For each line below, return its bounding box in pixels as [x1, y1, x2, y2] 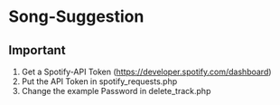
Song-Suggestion [8, 6, 145, 27]
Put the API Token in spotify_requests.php [21, 76, 178, 87]
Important [8, 43, 66, 58]
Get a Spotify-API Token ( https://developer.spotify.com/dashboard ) [21, 66, 272, 77]
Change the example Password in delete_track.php [21, 86, 211, 96]
